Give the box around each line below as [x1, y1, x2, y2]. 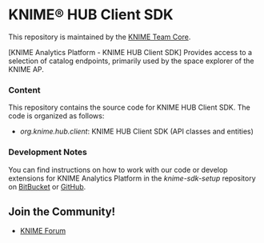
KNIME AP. [8, 64, 44, 74]
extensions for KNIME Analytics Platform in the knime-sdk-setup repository [8, 173, 256, 183]
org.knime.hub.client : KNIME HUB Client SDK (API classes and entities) [19, 126, 254, 137]
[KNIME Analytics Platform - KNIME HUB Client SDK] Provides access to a [8, 47, 253, 57]
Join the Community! [8, 205, 116, 218]
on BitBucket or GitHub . [8, 181, 86, 191]
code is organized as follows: [8, 111, 105, 121]
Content [8, 84, 42, 95]
